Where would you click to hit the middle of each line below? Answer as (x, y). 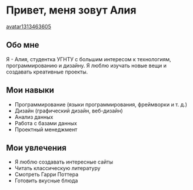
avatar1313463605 (29, 26)
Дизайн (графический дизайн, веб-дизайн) (69, 111)
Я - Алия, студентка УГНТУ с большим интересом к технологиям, (89, 59)
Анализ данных (34, 117)
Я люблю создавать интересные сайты (64, 162)
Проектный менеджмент (46, 129)
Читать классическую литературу (58, 168)
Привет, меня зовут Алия (71, 10)
